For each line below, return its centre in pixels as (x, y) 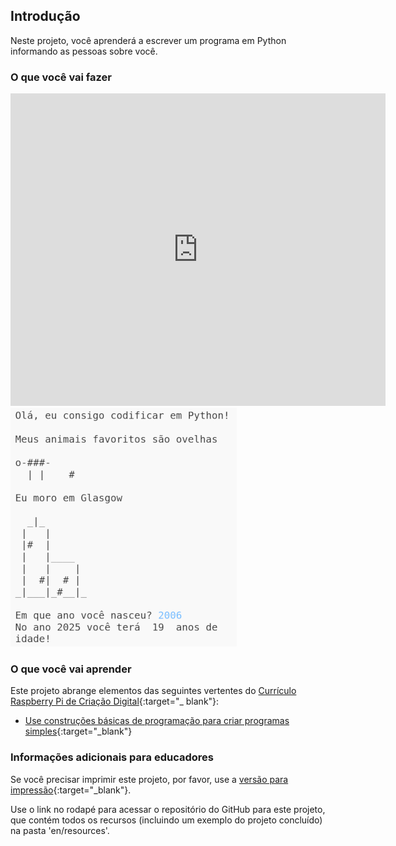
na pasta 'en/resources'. (60, 830)
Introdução (45, 16)
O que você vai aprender (71, 669)
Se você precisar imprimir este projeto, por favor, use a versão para (149, 779)
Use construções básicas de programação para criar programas (157, 721)
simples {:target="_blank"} (78, 731)
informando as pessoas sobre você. (84, 51)
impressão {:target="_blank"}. (71, 790)
